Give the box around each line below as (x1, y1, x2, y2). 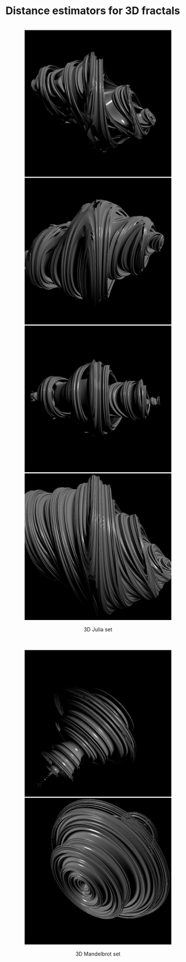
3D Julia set (83, 626, 113, 633)
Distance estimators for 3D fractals (5, 4, 180, 18)
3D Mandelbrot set (75, 950, 121, 957)
